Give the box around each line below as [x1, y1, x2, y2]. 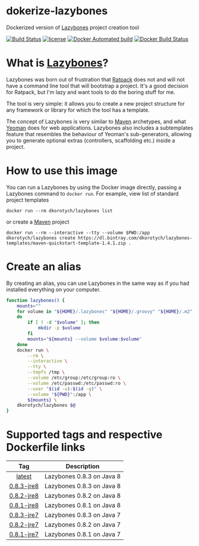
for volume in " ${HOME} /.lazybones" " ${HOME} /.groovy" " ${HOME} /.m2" [17, 308, 193, 315]
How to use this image [6, 164, 118, 178]
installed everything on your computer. [6, 285, 101, 293]
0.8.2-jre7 [9, 520, 39, 529]
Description [65, 462, 100, 470]
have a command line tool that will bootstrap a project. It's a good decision [6, 82, 189, 89]
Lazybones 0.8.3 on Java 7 [44, 511, 121, 519]
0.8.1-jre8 [9, 501, 39, 510]
